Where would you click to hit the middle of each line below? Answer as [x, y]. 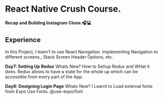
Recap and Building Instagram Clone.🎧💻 [48, 22]
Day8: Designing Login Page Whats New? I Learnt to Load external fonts [79, 86]
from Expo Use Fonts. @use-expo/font [44, 91]
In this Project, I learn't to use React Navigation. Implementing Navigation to [81, 52]
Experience [23, 40]
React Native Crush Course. [63, 9]
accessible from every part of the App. [44, 77]
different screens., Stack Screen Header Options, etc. [59, 57]
